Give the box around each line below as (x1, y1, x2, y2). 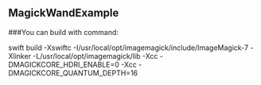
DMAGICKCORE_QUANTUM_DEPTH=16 (8, 68, 138, 78)
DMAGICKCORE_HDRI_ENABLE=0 (8, 60, 119, 69)
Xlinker (8, 51, 32, 60)
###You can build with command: (8, 27, 119, 37)
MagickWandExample (8, 6, 119, 20)
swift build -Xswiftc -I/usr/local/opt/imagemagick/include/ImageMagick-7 (8, 43, 249, 52)
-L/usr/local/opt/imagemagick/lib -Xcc (33, 51, 158, 60)
